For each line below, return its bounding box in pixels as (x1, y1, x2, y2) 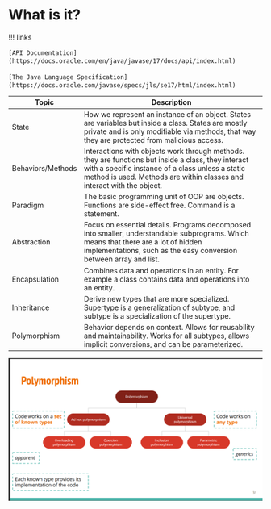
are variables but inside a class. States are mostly (83, 118, 248, 127)
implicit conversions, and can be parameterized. (83, 340, 244, 349)
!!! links (8, 32, 32, 42)
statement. (83, 209, 119, 219)
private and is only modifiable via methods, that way (83, 127, 256, 136)
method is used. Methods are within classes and (83, 172, 244, 181)
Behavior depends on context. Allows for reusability (83, 323, 256, 332)
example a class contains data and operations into (83, 274, 250, 284)
